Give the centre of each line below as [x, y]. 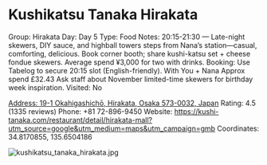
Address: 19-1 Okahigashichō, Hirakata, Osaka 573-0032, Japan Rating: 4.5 [132, 103]
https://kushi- [196, 111]
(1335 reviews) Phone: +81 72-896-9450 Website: [90, 111]
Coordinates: [238, 128]
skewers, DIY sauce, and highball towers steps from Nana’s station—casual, [133, 45]
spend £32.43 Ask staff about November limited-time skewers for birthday [131, 79]
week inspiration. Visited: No [55, 87]
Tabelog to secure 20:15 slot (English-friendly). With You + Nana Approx [127, 70]
